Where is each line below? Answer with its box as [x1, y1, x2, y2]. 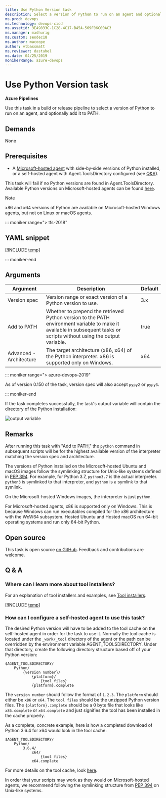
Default [140, 285, 159, 292]
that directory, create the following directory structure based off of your [5, 647, 151, 653]
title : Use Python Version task [5, 7, 72, 12]
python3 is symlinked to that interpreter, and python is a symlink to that [5, 479, 148, 485]
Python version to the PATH [46, 314, 110, 321]
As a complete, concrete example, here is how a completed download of [5, 722, 153, 728]
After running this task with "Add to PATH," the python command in [5, 443, 140, 449]
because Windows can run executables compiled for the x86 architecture [5, 509, 155, 515]
